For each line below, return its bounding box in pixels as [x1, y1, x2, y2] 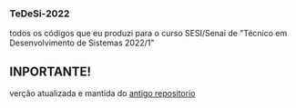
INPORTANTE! [9, 64, 92, 79]
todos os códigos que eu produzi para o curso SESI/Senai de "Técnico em [9, 28, 288, 39]
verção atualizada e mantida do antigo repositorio [9, 88, 196, 99]
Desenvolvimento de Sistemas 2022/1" [9, 37, 155, 48]
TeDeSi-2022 [9, 7, 70, 20]
